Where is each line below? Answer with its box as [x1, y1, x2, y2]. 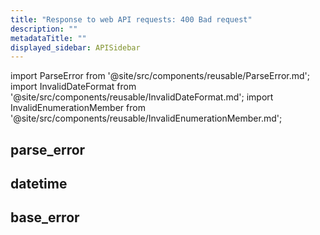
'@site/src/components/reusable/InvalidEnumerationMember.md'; [10, 112, 283, 125]
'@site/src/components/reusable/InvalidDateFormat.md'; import [10, 91, 274, 103]
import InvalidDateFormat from [10, 81, 137, 93]
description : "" [10, 24, 78, 34]
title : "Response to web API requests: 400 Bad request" [10, 14, 253, 25]
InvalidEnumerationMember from [10, 102, 146, 114]
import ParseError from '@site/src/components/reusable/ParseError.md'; [10, 70, 310, 82]
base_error [10, 209, 80, 226]
